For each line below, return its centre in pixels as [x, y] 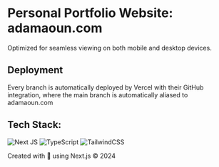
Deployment [35, 70]
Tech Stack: [35, 125]
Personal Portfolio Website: [90, 13]
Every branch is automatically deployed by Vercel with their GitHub [106, 87]
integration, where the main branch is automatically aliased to [98, 95]
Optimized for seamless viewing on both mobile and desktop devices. [109, 48]
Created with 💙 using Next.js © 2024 [62, 156]
